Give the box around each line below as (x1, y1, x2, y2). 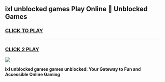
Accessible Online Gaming (5, 71, 60, 77)
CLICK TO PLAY (5, 27, 43, 34)
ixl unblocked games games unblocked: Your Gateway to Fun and (5, 66, 141, 72)
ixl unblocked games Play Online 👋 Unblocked (5, 5, 148, 13)
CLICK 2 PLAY (5, 46, 39, 53)
